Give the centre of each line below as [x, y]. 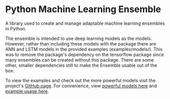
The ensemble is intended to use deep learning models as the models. [79, 38]
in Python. [16, 28]
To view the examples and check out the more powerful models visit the [80, 80]
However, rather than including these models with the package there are [81, 43]
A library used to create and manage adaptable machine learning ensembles [85, 23]
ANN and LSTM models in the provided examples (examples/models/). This [84, 49]
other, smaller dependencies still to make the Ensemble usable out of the [81, 65]
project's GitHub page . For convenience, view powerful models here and [81, 86]
